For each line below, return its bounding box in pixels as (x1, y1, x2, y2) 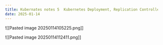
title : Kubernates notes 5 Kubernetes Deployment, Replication (5, 7, 138, 12)
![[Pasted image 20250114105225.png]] (5, 25, 84, 30)
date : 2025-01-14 (5, 12, 40, 16)
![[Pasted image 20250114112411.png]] (5, 34, 81, 40)
